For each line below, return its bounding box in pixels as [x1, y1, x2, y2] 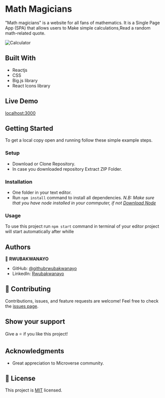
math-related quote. [5, 30, 46, 36]
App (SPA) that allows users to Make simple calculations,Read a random [5, 25, 151, 31]
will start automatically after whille [5, 229, 74, 235]
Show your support [5, 317, 65, 326]
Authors [5, 243, 31, 251]
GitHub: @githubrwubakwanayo [12, 266, 77, 272]
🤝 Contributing [5, 285, 51, 293]
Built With [5, 54, 36, 62]
